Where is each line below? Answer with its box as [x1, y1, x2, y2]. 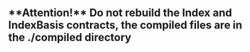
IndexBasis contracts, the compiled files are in [8, 19, 243, 32]
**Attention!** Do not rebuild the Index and [8, 6, 232, 20]
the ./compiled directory [8, 31, 131, 44]
